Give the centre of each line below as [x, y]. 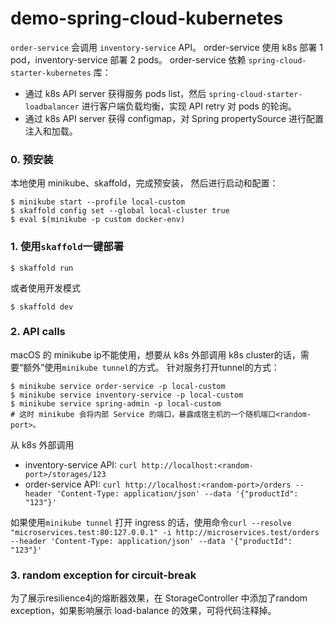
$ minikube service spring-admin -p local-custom [116, 403]
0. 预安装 [32, 159]
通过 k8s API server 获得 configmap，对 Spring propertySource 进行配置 [174, 118]
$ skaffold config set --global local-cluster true [120, 211]
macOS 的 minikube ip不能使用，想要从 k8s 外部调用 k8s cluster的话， [155, 354]
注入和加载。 [51, 131]
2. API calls [38, 332]
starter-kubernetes [51, 73]
